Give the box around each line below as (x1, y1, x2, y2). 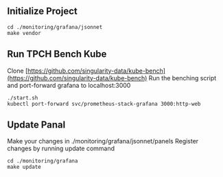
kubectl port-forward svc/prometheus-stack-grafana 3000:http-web (7, 100, 201, 107)
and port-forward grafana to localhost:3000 (7, 81, 131, 89)
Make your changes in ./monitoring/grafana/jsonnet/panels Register (7, 137, 199, 145)
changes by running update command (7, 144, 115, 153)
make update (7, 164, 41, 171)
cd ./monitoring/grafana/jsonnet (7, 23, 103, 30)
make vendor (7, 29, 41, 36)
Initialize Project (7, 5, 78, 17)
